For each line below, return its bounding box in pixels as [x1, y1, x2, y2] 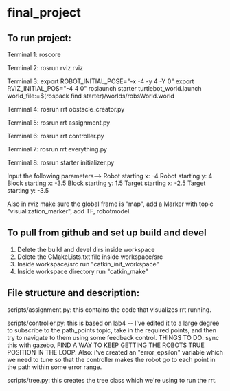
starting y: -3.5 [7, 187, 49, 194]
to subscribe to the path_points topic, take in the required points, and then [7, 326, 217, 335]
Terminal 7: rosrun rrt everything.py [7, 145, 108, 153]
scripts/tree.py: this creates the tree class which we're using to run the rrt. [7, 376, 218, 384]
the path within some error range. [7, 363, 102, 371]
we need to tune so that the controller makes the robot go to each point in [7, 355, 216, 363]
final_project [7, 5, 81, 21]
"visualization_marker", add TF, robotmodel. [7, 207, 132, 215]
